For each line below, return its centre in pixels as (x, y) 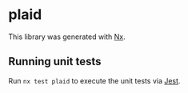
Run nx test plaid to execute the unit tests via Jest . (94, 80)
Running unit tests (55, 62)
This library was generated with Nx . (67, 37)
